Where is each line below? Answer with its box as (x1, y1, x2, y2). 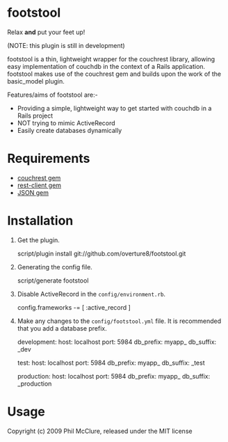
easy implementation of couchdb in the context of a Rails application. (7, 62, 206, 70)
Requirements (7, 151, 90, 166)
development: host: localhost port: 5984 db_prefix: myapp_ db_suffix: (17, 338, 217, 346)
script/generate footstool (17, 276, 89, 285)
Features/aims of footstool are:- (7, 90, 99, 99)
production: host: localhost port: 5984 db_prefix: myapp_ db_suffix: (17, 372, 211, 380)
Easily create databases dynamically (17, 126, 122, 134)
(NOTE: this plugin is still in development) (7, 41, 125, 49)
